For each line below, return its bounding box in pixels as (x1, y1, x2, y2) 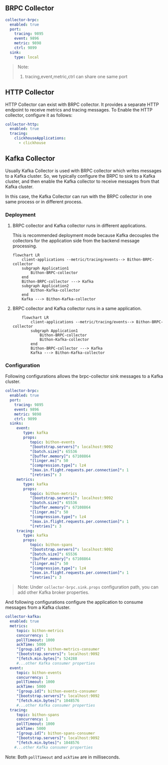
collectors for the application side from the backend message (12, 237, 140, 243)
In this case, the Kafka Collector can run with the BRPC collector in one (5, 193, 152, 199)
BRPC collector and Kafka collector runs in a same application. (12, 305, 142, 311)
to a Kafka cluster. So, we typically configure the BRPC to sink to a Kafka (5, 173, 155, 179)
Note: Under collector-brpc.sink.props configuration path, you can (17, 584, 159, 590)
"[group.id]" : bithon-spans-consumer (16, 731, 95, 736)
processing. (12, 243, 38, 249)
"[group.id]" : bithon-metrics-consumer (16, 647, 100, 652)
